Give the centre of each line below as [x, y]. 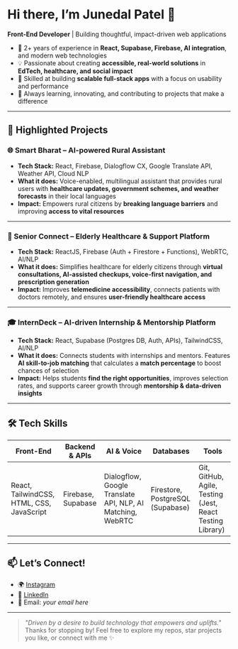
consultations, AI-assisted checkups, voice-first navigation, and [115, 274]
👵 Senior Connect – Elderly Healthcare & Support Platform [109, 236]
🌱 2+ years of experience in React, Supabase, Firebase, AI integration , [122, 48]
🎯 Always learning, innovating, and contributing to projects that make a [121, 93]
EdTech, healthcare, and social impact [75, 71]
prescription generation [53, 282]
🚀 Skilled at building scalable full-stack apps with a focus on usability [120, 78]
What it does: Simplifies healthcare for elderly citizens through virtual [120, 266]
